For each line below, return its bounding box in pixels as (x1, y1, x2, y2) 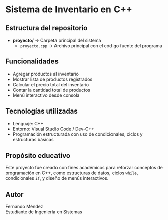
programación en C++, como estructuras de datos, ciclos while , (5, 170, 138, 176)
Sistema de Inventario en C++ (5, 4, 132, 15)
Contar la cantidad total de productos (12, 87, 91, 93)
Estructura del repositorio (5, 24, 88, 32)
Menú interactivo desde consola (12, 92, 80, 98)
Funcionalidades (5, 57, 59, 66)
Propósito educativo (5, 151, 71, 160)
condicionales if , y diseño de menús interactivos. (5, 175, 109, 181)
